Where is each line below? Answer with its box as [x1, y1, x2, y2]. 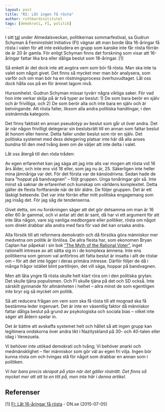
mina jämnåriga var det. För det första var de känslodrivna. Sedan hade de [5, 171, 156, 177]
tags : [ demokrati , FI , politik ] [5, 21, 71, 26]
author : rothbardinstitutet [5, 16, 63, 21]
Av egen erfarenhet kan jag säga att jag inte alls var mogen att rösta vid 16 [5, 160, 156, 166]
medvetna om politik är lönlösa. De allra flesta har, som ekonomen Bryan [5, 237, 152, 243]
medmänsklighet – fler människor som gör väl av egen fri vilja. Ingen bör [5, 349, 152, 354]
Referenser [5, 388, 40, 396]
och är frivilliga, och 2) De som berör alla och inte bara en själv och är [5, 100, 147, 106]
